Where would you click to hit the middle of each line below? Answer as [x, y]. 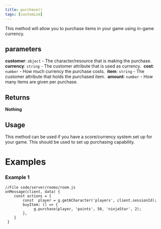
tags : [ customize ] [24, 14]
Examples [26, 162]
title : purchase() [24, 10]
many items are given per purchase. [41, 82]
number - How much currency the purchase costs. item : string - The [75, 72]
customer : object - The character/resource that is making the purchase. [78, 61]
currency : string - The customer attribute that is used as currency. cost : [80, 66]
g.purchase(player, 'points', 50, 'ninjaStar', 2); [87, 209]
